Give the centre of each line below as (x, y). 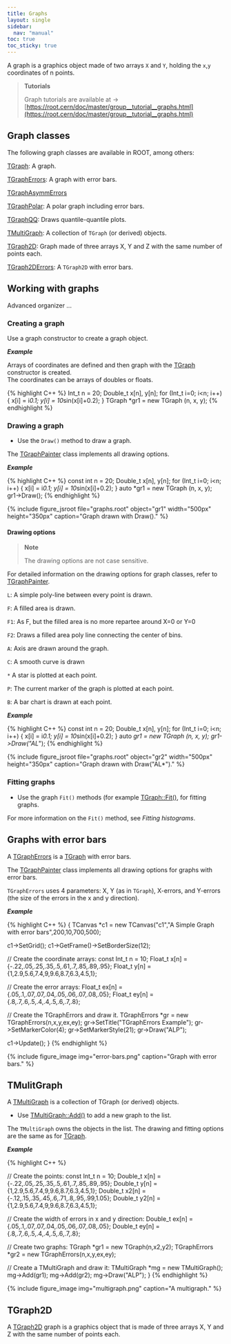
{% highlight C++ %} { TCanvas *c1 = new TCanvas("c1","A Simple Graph (111, 925)
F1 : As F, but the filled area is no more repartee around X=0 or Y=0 (101, 622)
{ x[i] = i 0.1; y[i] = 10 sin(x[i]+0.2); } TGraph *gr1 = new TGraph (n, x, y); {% (112, 400)
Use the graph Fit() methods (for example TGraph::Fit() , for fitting (112, 797)
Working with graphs (53, 288)
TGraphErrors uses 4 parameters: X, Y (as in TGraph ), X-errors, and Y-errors (114, 890)
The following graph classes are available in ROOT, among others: (101, 152)
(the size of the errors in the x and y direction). (73, 898)
